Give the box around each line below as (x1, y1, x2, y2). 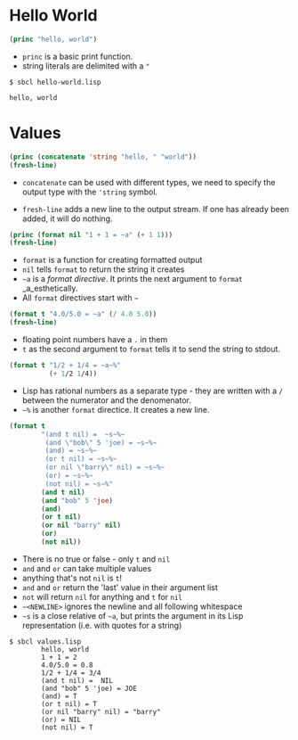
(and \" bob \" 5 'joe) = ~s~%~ (44, 438, 157, 447)
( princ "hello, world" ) (9, 35, 98, 44)
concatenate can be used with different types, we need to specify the (21, 177, 276, 187)
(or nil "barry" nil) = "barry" (41, 707, 162, 716)
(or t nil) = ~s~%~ (44, 455, 117, 464)
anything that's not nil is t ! (21, 572, 123, 583)
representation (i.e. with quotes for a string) (21, 620, 182, 630)
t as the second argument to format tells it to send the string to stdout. (21, 344, 281, 354)
